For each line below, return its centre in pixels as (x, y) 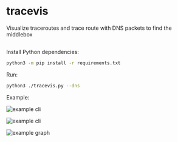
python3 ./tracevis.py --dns (43, 86)
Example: (18, 98)
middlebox (19, 34)
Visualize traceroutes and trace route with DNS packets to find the (89, 28)
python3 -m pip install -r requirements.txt (63, 63)
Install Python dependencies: (43, 52)
